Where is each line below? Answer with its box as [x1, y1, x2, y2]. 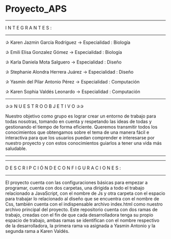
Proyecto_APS [5, 3, 67, 15]
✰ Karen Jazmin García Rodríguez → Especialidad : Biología [5, 39, 131, 45]
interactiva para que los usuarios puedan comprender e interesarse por [5, 134, 155, 140]
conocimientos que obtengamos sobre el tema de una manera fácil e [5, 129, 149, 135]
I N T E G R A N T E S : [5, 24, 52, 31]
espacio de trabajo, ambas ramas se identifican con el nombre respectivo [5, 217, 159, 223]
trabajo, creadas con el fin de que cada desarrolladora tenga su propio [5, 212, 154, 218]
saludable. [5, 145, 27, 152]
